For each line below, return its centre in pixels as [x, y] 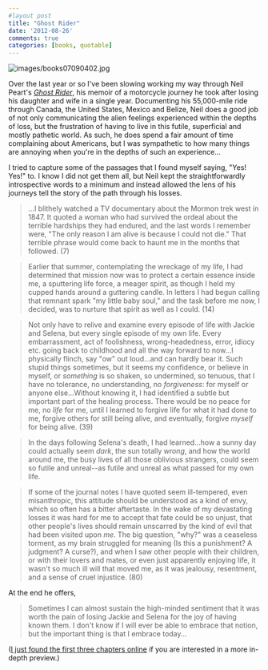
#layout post [30, 16]
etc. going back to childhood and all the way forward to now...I [130, 350]
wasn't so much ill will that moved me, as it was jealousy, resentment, [142, 569]
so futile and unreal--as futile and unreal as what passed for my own [141, 468]
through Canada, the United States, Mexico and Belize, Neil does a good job [133, 110]
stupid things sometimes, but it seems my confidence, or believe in [138, 367]
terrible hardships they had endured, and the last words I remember [139, 226]
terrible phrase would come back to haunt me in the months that [134, 243]
